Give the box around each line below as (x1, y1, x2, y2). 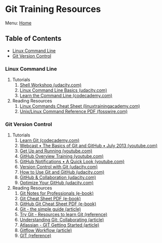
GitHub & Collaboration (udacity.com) (19, 174, 97, 180)
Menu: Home (5, 20, 32, 26)
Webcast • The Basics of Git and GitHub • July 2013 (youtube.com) (19, 143, 158, 149)
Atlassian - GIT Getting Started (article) (19, 222, 100, 228)
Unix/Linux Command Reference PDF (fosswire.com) (19, 109, 128, 115)
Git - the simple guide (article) (19, 206, 81, 212)
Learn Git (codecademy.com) (19, 137, 80, 143)
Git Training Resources (5, 3, 101, 15)
